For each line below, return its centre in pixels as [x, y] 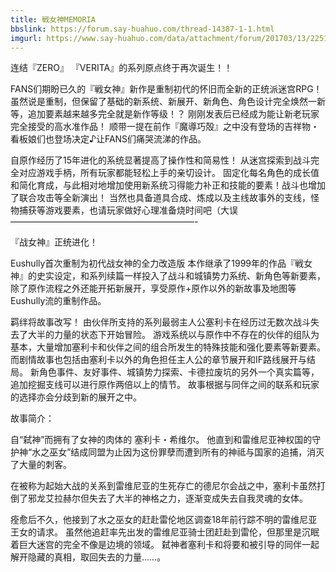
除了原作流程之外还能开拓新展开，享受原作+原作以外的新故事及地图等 [153, 288]
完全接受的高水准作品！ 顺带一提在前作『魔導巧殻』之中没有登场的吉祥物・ [165, 127]
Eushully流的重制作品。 [58, 301]
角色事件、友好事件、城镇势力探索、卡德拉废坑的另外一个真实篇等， [179, 372]
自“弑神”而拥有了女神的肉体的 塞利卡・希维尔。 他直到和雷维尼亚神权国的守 [166, 440]
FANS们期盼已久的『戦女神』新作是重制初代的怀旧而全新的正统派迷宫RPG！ [166, 89]
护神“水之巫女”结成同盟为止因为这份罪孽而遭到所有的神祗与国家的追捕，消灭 [167, 452]
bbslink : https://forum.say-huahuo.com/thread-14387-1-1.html [142, 29]
